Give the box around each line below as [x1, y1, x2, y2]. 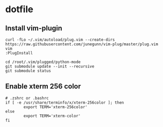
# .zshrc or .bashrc [5, 96, 49, 101]
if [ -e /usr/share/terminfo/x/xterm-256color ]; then [5, 100, 124, 105]
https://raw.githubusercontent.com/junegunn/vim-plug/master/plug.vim [5, 42, 158, 47]
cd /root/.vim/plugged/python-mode [5, 59, 81, 65]
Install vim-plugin [5, 24, 63, 33]
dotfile [5, 4, 34, 15]
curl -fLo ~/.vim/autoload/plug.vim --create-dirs [5, 37, 115, 42]
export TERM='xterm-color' [23, 113, 81, 118]
